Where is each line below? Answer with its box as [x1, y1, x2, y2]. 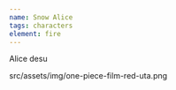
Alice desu [9, 54, 48, 64]
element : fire [9, 29, 62, 38]
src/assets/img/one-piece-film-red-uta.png [9, 71, 168, 81]
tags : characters [9, 21, 73, 30]
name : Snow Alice [9, 12, 73, 22]
